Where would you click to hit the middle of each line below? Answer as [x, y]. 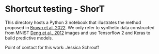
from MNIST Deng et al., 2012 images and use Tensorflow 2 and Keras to [78, 33]
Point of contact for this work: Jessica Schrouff [52, 47]
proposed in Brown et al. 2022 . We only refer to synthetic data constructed [80, 27]
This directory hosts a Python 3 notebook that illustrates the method [73, 22]
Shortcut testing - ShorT [55, 9]
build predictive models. [29, 38]
